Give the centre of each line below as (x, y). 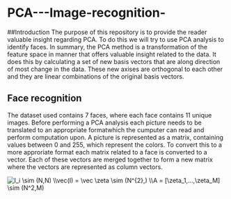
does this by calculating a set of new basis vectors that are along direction (114, 61)
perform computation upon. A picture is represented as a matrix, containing (115, 137)
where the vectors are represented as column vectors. (85, 167)
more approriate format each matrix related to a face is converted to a (107, 152)
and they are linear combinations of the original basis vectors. (96, 76)
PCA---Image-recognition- (86, 13)
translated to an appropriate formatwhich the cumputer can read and (106, 129)
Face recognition (45, 98)
